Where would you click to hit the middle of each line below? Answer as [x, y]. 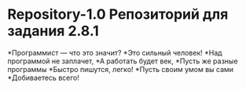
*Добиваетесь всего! [43, 77]
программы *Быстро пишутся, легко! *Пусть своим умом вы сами [120, 69]
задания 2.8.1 [53, 31]
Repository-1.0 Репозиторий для [118, 14]
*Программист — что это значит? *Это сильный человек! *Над [115, 52]
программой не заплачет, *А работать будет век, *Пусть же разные [123, 61]
